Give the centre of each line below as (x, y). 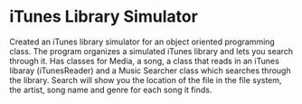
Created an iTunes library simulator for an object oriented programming (142, 42)
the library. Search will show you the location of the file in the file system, (146, 80)
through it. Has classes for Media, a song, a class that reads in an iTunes (145, 61)
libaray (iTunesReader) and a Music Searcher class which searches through (150, 71)
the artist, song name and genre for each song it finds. (111, 90)
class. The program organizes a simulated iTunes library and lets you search (151, 51)
